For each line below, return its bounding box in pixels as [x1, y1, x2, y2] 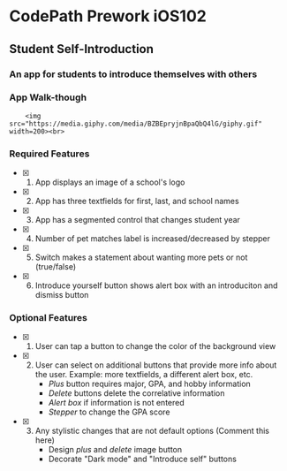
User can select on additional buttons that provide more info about [34, 360, 277, 370]
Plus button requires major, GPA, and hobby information [48, 378, 252, 390]
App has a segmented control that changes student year [34, 215, 241, 225]
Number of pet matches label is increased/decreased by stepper [34, 233, 271, 244]
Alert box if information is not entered [48, 398, 185, 408]
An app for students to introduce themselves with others [9, 68, 258, 80]
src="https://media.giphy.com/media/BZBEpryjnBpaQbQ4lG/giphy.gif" [9, 119, 263, 128]
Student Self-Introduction [9, 42, 155, 57]
